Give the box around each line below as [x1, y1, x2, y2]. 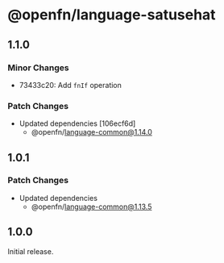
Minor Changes [7, 62, 69, 73]
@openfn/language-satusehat [7, 6, 216, 24]
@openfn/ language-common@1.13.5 [31, 202, 152, 211]
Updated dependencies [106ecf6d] [19, 119, 136, 128]
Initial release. [7, 246, 54, 256]
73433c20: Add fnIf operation [19, 80, 122, 90]
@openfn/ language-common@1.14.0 [31, 127, 152, 137]
